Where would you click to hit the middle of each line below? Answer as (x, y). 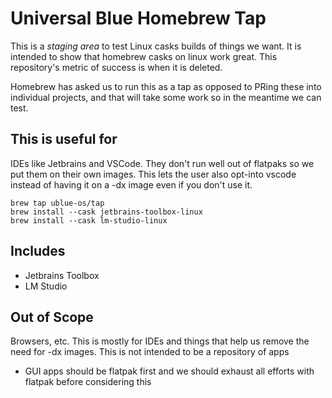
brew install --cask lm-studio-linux (89, 220)
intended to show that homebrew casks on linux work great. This (144, 56)
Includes (38, 251)
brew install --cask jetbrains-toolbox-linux (106, 212)
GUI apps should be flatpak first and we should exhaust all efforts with (169, 371)
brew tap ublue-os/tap (57, 203)
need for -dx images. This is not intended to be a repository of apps (150, 352)
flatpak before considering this (88, 382)
